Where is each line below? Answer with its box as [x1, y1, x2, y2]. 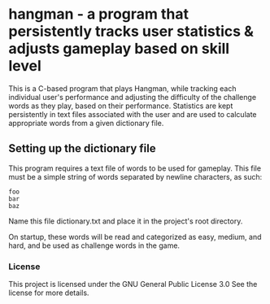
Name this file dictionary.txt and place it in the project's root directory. [8, 216, 243, 226]
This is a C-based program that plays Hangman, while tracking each [8, 83, 237, 93]
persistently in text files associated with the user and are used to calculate [8, 109, 257, 119]
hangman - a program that [8, 5, 189, 24]
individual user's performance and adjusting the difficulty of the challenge [8, 92, 257, 102]
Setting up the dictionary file [8, 141, 156, 155]
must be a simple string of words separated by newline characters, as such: [8, 172, 263, 181]
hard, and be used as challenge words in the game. [8, 241, 181, 250]
